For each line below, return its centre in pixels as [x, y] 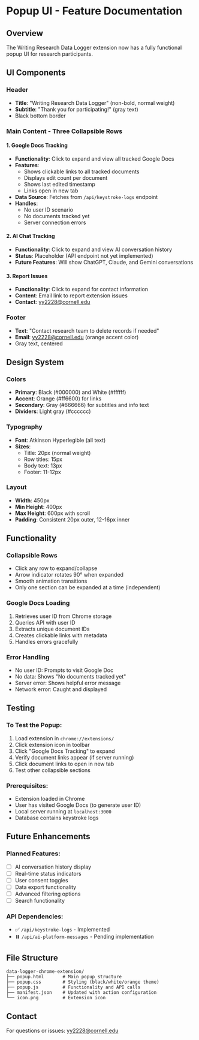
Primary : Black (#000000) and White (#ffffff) [70, 392]
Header [17, 90]
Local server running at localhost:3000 [63, 812]
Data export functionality [46, 887]
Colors [16, 379]
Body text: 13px [43, 465]
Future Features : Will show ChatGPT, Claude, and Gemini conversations [104, 263]
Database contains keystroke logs [57, 818]
